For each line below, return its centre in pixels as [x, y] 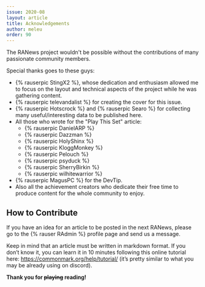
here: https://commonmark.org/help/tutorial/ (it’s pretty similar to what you [100, 259]
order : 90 [19, 35]
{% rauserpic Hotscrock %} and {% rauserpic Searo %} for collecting [103, 109]
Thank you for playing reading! [47, 277]
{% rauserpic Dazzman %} [58, 135]
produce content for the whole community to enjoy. [80, 193]
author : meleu [24, 29]
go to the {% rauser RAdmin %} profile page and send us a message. [93, 234]
